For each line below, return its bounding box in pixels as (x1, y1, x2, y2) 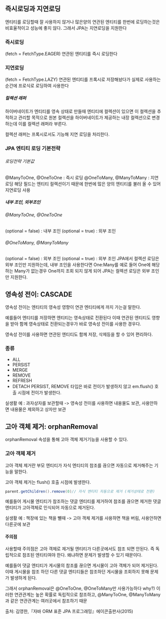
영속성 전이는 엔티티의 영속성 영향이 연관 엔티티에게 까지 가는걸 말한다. (5, 304, 141, 310)
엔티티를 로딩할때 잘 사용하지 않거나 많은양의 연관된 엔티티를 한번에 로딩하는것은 (5, 19, 160, 25)
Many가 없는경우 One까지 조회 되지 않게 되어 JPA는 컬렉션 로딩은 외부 (14, 268, 150, 274)
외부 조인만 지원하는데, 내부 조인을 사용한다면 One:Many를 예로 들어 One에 (5, 262, 151, 268)
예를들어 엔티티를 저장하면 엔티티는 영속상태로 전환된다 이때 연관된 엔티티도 (5, 315, 151, 321)
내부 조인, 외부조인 (5, 199, 41, 205)
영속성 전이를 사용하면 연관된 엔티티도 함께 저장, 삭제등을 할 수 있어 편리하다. (5, 332, 153, 338)
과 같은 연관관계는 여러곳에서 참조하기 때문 (5, 598, 88, 604)
